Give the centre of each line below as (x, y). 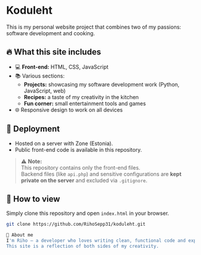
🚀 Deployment (33, 129)
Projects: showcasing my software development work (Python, (101, 84)
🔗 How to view (33, 199)
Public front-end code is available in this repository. (78, 149)
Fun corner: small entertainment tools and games (85, 103)
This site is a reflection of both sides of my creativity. (83, 246)
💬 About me (20, 235)
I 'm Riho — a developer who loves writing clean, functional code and (96, 241)
